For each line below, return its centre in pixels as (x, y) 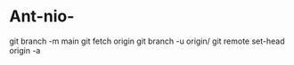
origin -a (25, 50)
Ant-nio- (42, 16)
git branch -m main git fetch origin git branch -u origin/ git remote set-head (147, 41)
